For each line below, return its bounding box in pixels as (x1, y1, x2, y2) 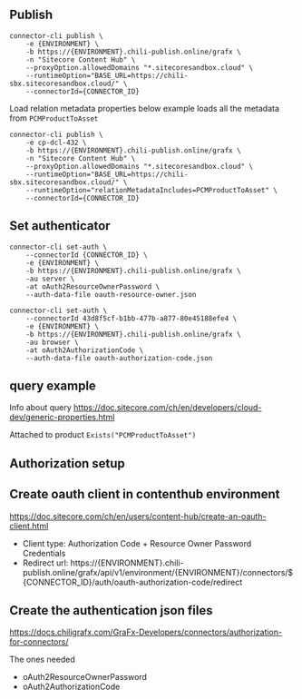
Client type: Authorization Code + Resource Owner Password (22, 537, 252, 548)
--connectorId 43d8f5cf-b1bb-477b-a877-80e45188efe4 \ (25, 313, 238, 323)
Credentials (22, 547, 66, 558)
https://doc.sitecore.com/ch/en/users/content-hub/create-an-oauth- (9, 510, 267, 521)
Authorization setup (9, 456, 125, 471)
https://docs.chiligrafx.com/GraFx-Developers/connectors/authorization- (9, 626, 283, 638)
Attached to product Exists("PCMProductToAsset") (9, 429, 197, 440)
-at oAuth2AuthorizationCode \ (25, 345, 144, 355)
